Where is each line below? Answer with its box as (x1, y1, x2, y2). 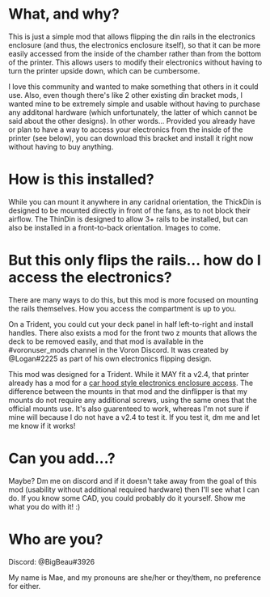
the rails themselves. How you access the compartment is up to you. (8, 303, 237, 313)
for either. (8, 581, 41, 591)
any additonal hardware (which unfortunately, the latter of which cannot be (8, 107, 258, 117)
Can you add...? (8, 450, 116, 468)
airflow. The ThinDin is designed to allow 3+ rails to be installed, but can (8, 214, 248, 223)
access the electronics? (8, 269, 172, 287)
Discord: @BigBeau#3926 (8, 557, 95, 566)
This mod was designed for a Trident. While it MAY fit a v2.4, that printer (8, 369, 249, 379)
